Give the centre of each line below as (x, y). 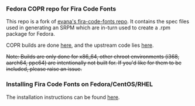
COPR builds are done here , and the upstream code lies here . (80, 45)
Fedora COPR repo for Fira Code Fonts (61, 9)
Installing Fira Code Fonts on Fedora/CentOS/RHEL (80, 84)
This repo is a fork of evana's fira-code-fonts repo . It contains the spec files (97, 22)
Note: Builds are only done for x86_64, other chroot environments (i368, (93, 57)
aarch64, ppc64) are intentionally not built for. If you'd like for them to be (94, 63)
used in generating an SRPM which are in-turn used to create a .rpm (88, 28)
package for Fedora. (31, 34)
